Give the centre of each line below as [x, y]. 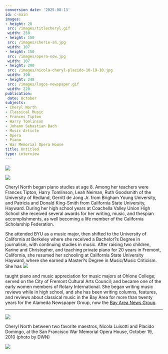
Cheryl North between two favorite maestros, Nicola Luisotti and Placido [79, 326]
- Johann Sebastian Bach [31, 126]
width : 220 [18, 89]
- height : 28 [19, 24]
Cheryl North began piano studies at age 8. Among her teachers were [77, 187]
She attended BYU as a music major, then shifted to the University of [76, 233]
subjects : [15, 103]
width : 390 [18, 75]
